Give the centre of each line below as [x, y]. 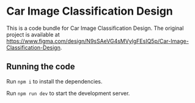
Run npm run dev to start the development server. [68, 93]
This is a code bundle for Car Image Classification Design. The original [95, 28]
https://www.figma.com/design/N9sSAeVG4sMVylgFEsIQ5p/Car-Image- [98, 41]
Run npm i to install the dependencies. [54, 81]
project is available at [33, 34]
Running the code [41, 67]
